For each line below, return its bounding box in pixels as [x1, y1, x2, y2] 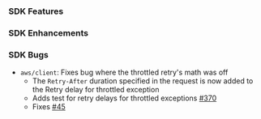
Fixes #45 [32, 102, 66, 112]
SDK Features [8, 6, 64, 17]
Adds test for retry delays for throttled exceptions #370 [32, 93, 217, 103]
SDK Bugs [8, 49, 49, 60]
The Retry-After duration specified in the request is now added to [32, 76, 254, 86]
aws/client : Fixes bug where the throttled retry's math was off [19, 67, 229, 78]
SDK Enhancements [8, 27, 89, 38]
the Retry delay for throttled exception [32, 85, 160, 95]
